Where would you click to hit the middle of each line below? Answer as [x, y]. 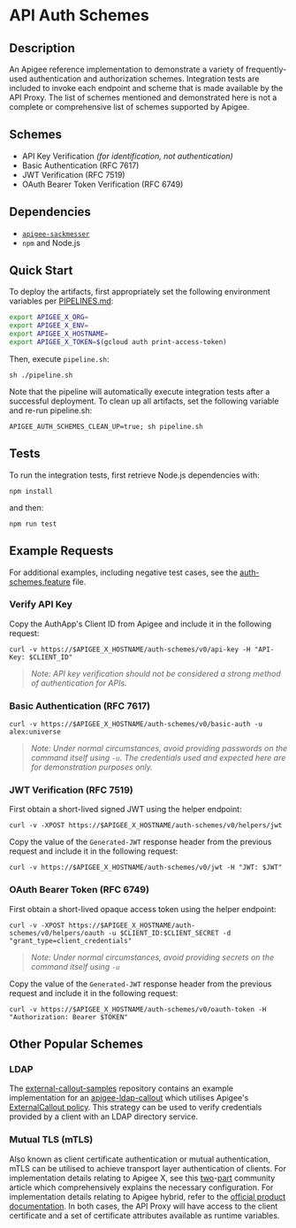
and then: [27, 507]
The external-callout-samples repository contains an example [121, 1088]
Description [42, 48]
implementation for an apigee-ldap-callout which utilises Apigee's [129, 1098]
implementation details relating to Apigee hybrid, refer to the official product [147, 1196]
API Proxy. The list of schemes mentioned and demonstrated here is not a [143, 97]
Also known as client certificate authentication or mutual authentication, [140, 1159]
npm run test [33, 524]
